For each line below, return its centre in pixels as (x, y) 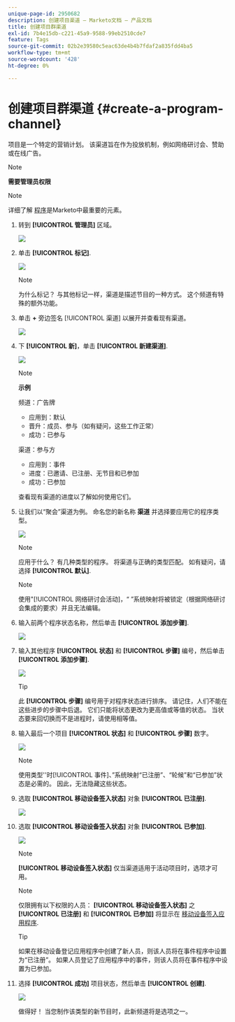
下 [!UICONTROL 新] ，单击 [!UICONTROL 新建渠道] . (93, 346)
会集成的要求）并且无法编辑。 (61, 608)
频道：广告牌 (36, 402)
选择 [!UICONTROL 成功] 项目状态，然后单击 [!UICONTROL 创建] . (112, 983)
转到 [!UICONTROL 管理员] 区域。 (67, 225)
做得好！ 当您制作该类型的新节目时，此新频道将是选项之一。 (105, 1011)
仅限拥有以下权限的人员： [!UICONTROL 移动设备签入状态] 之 (106, 905)
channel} (35, 124)
